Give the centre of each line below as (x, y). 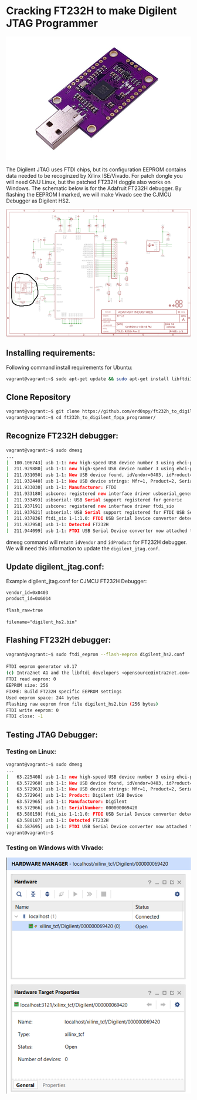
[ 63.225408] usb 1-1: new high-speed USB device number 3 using (90, 777)
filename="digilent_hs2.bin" (42, 622)
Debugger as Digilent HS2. (38, 201)
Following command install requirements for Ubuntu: (69, 367)
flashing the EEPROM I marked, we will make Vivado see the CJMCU (89, 194)
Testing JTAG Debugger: (52, 735)
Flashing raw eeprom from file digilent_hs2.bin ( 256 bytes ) (82, 704)
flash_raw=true (25, 610)
